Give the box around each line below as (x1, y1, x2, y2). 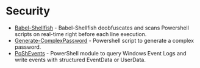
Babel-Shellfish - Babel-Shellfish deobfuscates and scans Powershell (14, 24, 190, 31)
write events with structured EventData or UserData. (14, 56, 146, 63)
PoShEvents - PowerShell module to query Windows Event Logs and (14, 49, 187, 57)
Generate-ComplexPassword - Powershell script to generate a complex (14, 37, 195, 44)
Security (5, 4, 50, 18)
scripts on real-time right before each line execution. (14, 30, 147, 37)
